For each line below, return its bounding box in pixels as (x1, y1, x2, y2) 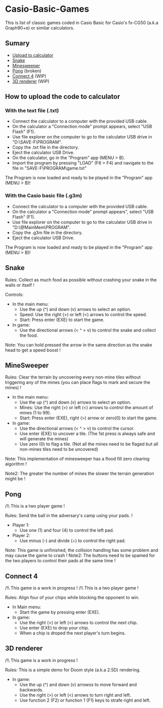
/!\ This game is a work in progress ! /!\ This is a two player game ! (5, 585, 139, 591)
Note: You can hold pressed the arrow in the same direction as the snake (5, 342, 152, 348)
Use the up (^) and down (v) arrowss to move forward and (19, 681, 137, 687)
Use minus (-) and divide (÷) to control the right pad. (19, 538, 126, 544)
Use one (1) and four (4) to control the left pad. (19, 527, 114, 533)
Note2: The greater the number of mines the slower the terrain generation (5, 470, 154, 477)
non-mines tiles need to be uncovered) (19, 446, 99, 452)
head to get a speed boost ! (5, 347, 61, 353)
